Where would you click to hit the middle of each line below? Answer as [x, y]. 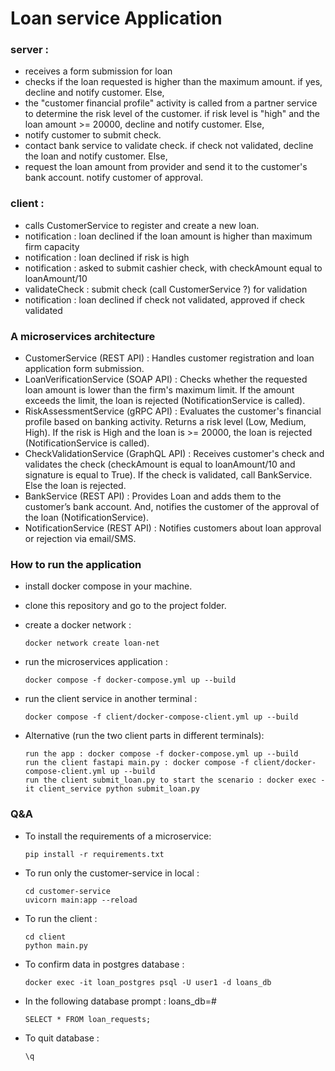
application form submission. [84, 369]
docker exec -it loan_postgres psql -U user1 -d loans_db [148, 982]
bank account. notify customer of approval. [114, 178]
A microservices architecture [83, 336]
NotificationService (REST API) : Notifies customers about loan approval [173, 528]
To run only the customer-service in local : [112, 873]
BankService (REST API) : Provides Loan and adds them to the [153, 496]
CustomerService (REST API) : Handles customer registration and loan [169, 358]
